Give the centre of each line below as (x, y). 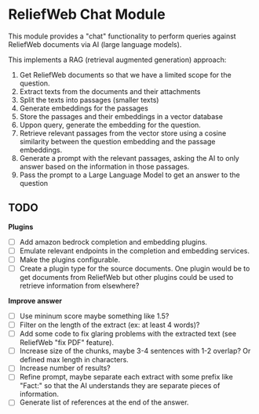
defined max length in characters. (74, 360)
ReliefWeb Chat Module (87, 15)
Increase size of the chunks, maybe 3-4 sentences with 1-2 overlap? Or (135, 351)
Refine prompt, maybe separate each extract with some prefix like (126, 377)
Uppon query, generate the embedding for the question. (110, 125)
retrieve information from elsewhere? (79, 285)
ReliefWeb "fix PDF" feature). (67, 343)
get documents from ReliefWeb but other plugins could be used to (126, 277)
